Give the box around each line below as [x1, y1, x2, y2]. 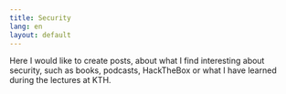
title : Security [9, 13, 71, 23]
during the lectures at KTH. [9, 75, 111, 86]
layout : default [9, 30, 71, 39]
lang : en [9, 22, 43, 31]
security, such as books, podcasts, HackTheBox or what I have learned [9, 65, 277, 76]
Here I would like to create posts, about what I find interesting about [9, 56, 265, 67]
